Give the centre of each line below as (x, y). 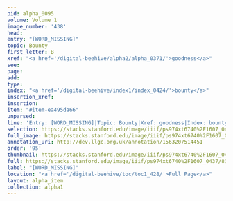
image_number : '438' (37, 26)
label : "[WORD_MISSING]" (43, 167)
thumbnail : (23, 155)
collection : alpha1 (35, 187)
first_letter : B (31, 52)
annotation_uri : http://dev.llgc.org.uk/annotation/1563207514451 (105, 142)
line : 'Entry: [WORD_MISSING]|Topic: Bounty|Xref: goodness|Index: (107, 123)
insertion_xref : (31, 97)
